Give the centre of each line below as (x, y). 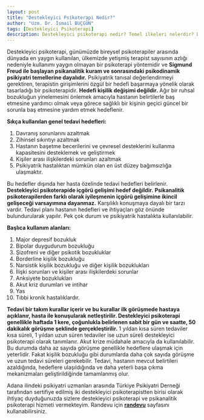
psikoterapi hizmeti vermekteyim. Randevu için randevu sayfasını (88, 405)
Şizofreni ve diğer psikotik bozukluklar (63, 252)
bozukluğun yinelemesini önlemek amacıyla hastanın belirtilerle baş (91, 97)
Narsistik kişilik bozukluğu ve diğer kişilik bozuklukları (83, 265)
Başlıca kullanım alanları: (39, 228)
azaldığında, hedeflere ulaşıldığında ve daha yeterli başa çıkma (85, 367)
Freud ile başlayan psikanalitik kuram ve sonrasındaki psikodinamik (94, 71)
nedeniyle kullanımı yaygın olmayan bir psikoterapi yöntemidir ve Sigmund (100, 65)
